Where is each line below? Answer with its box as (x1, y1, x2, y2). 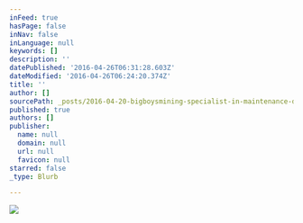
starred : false (9, 164, 67, 173)
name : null (17, 130, 59, 139)
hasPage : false (9, 22, 67, 31)
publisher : (9, 122, 50, 131)
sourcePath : (9, 96, 54, 106)
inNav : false (9, 30, 59, 39)
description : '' (9, 55, 70, 64)
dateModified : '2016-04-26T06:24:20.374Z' (9, 72, 171, 81)
